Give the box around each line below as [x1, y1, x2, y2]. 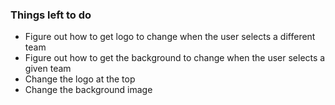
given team [24, 63, 72, 75]
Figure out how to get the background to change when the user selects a [24, 52, 326, 64]
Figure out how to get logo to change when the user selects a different [24, 31, 316, 43]
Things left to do [10, 8, 92, 22]
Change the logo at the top [24, 73, 136, 85]
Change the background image [24, 84, 153, 96]
